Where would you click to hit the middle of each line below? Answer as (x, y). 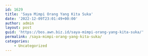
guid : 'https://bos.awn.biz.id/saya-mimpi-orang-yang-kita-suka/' (74, 32)
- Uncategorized (31, 46)
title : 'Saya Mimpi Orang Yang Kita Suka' (49, 14)
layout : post (18, 28)
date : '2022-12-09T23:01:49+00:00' (42, 19)
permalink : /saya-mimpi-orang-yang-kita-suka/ (54, 37)
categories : (17, 41)
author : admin (20, 23)
